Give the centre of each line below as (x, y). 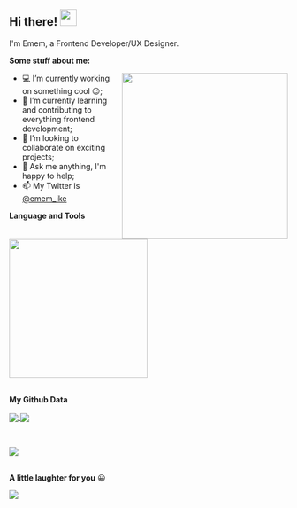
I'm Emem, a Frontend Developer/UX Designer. (94, 43)
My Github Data (38, 399)
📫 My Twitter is (51, 185)
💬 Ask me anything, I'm (64, 166)
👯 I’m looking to (50, 137)
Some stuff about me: (50, 60)
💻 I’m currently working (66, 78)
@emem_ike (44, 198)
